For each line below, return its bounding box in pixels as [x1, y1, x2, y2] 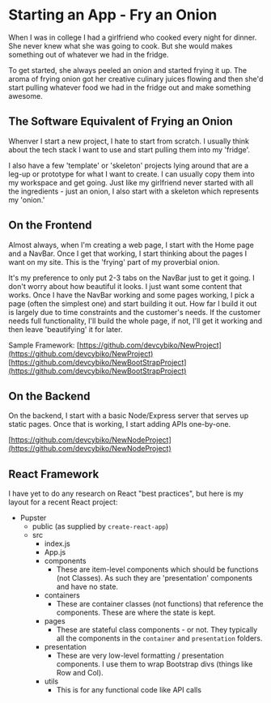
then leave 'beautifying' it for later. [8, 324, 123, 334]
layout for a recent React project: [8, 497, 118, 507]
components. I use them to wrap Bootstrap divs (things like [56, 659, 253, 669]
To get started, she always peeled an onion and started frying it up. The [8, 65, 248, 75]
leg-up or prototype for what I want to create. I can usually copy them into [8, 168, 255, 179]
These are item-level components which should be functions [56, 565, 259, 574]
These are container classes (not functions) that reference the [56, 599, 264, 609]
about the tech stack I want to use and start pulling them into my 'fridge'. [8, 144, 251, 155]
